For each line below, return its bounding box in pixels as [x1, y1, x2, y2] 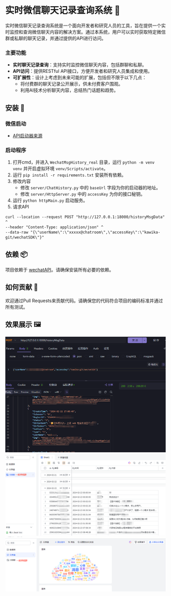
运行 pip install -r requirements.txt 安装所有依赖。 [12, 172, 126, 178]
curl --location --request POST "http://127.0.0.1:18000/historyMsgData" [5, 214, 165, 220]
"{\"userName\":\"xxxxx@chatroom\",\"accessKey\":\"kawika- [30, 230, 160, 235]
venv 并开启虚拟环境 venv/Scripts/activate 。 [12, 166, 108, 172]
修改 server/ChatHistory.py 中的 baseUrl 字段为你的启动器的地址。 [20, 184, 161, 191]
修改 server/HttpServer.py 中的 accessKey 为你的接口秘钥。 [20, 191, 145, 197]
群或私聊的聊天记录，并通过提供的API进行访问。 [5, 35, 106, 41]
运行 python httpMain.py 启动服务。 [12, 197, 88, 204]
